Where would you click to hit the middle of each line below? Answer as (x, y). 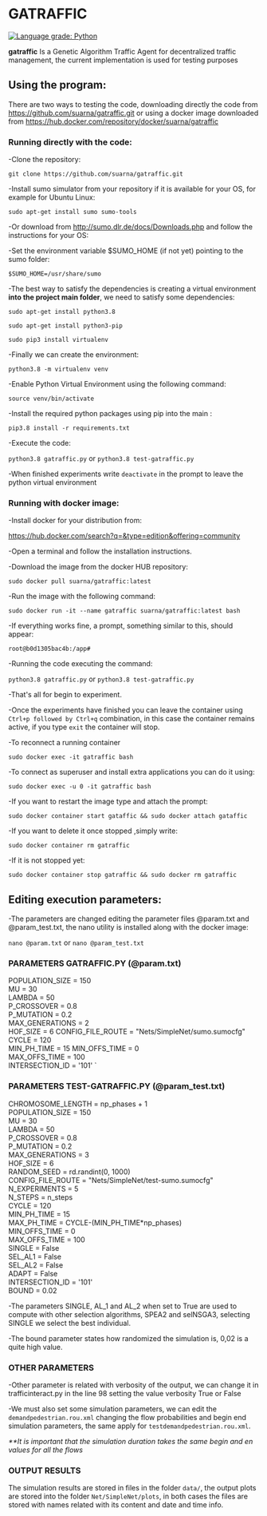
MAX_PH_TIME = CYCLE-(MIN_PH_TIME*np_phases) (95, 1222)
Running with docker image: (64, 502)
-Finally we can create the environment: (74, 355)
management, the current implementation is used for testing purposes (123, 60)
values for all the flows (46, 1450)
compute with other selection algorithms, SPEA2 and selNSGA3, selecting (130, 1314)
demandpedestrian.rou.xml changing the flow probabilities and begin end (128, 1418)
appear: (21, 634)
